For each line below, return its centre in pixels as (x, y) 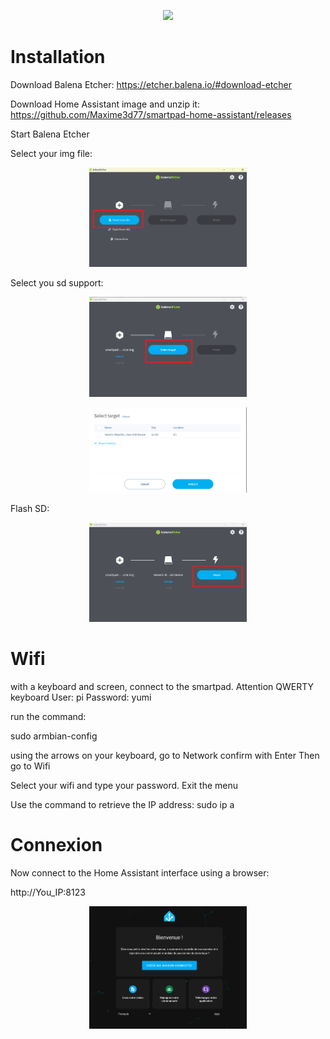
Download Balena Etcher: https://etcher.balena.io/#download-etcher (151, 84)
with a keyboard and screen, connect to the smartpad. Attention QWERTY (162, 686)
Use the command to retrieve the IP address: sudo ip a (122, 804)
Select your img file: (51, 153)
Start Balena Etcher (50, 134)
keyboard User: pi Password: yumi (81, 697)
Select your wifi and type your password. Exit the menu (124, 785)
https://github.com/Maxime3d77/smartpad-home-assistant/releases (151, 114)
